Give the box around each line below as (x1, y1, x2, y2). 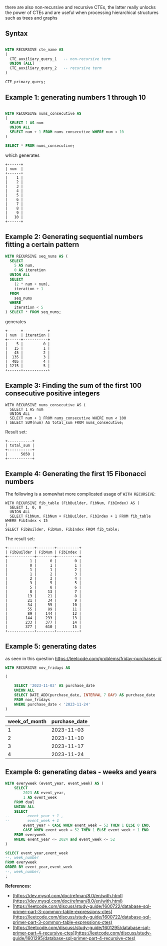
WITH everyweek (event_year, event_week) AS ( (5, 781, 104, 786)
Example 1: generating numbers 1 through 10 (5, 93, 146, 102)
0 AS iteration (14, 268, 46, 273)
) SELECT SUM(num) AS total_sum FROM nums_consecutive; (5, 420, 124, 425)
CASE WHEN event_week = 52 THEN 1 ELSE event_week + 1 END (23, 828, 149, 833)
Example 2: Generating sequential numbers (5, 232, 143, 241)
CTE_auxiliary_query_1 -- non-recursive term (9, 56, 111, 62)
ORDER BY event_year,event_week (5, 864, 72, 870)
